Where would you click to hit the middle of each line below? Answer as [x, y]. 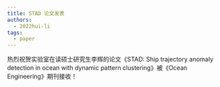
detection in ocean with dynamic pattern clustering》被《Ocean [97, 68]
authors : [20, 20]
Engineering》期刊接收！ [42, 77]
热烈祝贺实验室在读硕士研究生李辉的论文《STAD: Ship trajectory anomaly [110, 60]
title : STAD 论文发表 [36, 13]
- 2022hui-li [32, 26]
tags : [15, 33]
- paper [24, 39]
